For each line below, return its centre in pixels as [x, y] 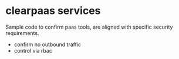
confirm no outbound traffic [48, 44]
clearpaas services [53, 11]
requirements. [22, 33]
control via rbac [33, 50]
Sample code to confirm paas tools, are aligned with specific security [89, 27]
